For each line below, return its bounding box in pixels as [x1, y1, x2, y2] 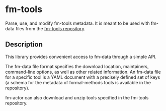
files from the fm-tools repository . [15, 25, 86, 31]
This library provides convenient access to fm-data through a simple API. [5, 53, 157, 60]
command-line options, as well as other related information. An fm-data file [5, 69, 161, 75]
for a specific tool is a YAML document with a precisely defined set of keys [5, 74, 160, 80]
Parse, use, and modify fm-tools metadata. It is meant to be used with [5, 20, 150, 26]
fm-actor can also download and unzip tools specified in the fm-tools [5, 94, 149, 100]
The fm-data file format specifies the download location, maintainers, [5, 63, 149, 69]
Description [5, 40, 43, 49]
